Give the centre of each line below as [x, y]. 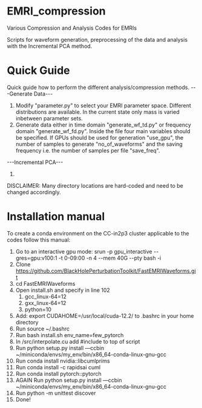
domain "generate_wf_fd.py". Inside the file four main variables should [103, 131]
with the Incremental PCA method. [50, 46]
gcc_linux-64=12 [46, 296]
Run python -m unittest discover [56, 393]
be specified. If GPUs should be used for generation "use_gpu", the [99, 137]
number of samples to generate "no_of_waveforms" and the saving [99, 144]
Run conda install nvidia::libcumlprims [63, 361]
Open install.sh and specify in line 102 [63, 290]
